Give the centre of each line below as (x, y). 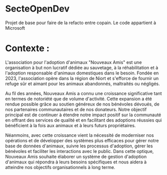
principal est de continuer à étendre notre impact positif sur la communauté (83, 115)
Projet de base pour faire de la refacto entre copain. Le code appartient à (81, 23)
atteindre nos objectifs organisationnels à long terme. (60, 167)
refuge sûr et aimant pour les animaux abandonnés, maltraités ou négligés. (82, 83)
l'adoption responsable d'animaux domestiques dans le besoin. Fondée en (82, 73)
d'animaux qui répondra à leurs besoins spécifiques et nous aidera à (76, 162)
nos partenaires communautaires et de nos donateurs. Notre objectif (76, 109)
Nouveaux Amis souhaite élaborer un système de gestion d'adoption (76, 156)
